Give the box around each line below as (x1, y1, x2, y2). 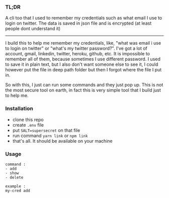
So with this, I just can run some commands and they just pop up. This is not (5, 82, 163, 88)
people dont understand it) (5, 26, 61, 32)
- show (5, 170, 19, 175)
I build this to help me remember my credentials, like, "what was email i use (5, 40, 161, 46)
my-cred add (5, 188, 30, 193)
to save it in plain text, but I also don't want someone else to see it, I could (5, 61, 158, 67)
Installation (5, 105, 34, 112)
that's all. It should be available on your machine (12, 138, 113, 144)
